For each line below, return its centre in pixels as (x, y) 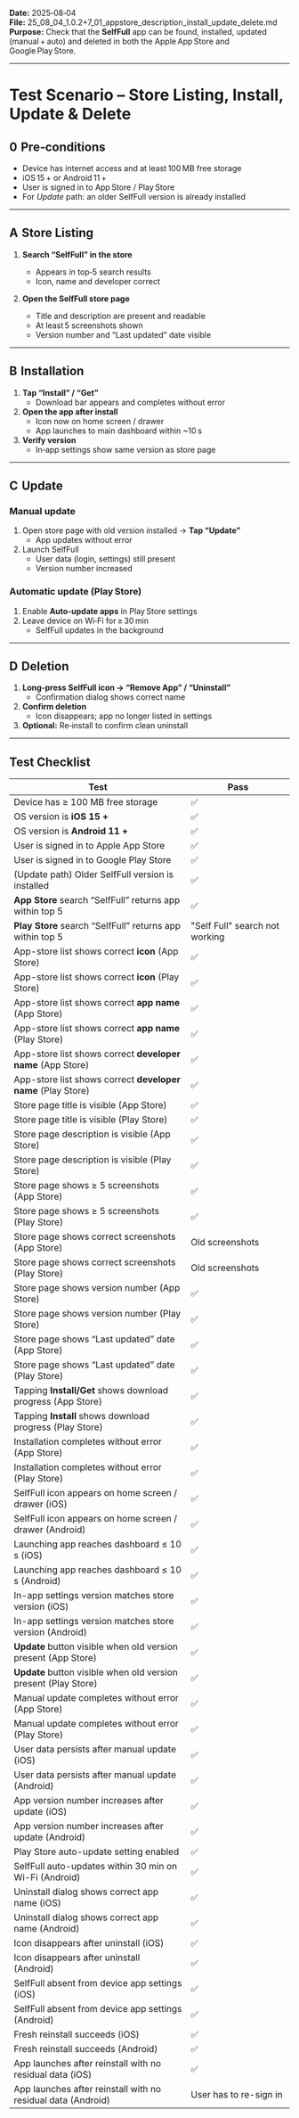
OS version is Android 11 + (71, 831)
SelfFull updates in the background (99, 630)
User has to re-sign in (237, 2095)
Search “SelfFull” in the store (77, 254)
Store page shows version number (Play (97, 1314)
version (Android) (50, 1632)
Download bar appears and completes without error (130, 402)
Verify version (49, 439)
